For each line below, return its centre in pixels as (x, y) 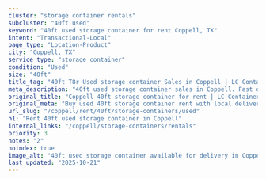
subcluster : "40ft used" (49, 23)
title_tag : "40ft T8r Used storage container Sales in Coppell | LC (123, 82)
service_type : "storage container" (67, 60)
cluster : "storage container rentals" (72, 15)
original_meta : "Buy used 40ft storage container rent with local (120, 104)
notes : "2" (26, 141)
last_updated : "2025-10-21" (55, 163)
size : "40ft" (30, 74)
